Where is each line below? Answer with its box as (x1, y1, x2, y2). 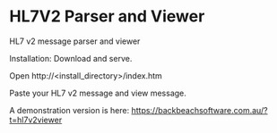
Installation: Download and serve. (9, 53, 133, 63)
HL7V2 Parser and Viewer (9, 6, 205, 27)
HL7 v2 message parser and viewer (9, 36, 141, 46)
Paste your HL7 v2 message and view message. (9, 87, 186, 98)
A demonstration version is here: (9, 104, 130, 115)
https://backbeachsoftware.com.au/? (131, 104, 268, 115)
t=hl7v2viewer (9, 114, 63, 125)
